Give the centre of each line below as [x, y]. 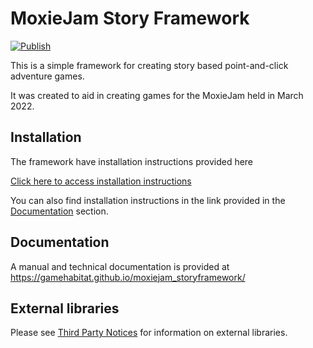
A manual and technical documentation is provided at [120, 266]
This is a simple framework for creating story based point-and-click [149, 65]
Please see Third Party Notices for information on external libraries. [149, 333]
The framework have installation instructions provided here [132, 161]
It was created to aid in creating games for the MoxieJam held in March [157, 95]
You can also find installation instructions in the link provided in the [148, 200]
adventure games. [47, 76]
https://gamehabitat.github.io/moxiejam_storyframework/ [128, 277]
